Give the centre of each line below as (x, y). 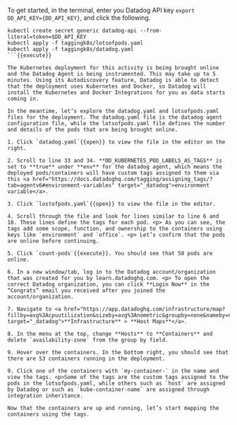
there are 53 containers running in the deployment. (86, 359)
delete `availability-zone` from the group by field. (88, 340)
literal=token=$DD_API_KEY (47, 37)
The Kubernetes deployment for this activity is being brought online (113, 68)
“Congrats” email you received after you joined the (86, 291)
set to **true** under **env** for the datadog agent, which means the (115, 167)
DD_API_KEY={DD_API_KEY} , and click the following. (79, 18)
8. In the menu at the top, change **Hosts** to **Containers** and (110, 334)
